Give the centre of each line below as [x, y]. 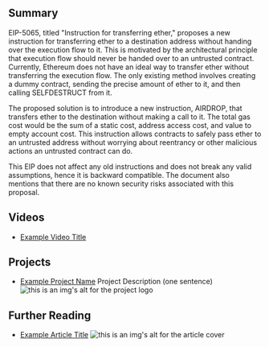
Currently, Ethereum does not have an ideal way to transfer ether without [129, 67]
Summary [33, 13]
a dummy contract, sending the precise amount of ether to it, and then [124, 84]
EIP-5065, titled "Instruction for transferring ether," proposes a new [119, 32]
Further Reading [50, 315]
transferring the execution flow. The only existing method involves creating [132, 75]
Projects [30, 262]
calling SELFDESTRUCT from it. [60, 93]
